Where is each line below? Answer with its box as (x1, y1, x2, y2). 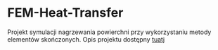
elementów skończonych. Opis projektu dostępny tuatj (7, 35, 165, 43)
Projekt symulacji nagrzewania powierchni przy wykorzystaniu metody (7, 28, 212, 36)
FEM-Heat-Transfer (7, 5, 124, 21)
